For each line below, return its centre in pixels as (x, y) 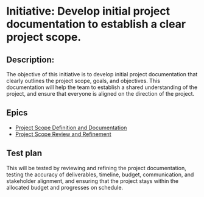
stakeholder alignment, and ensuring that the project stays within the (93, 181)
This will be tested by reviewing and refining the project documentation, (97, 168)
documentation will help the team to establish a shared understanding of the (102, 87)
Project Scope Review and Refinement (63, 134)
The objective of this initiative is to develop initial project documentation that (102, 74)
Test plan (24, 153)
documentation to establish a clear (96, 24)
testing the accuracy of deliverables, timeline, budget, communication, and (100, 174)
